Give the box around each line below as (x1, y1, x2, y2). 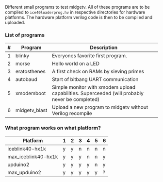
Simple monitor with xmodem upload (51, 84, 136, 91)
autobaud (15, 76, 37, 83)
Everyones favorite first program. (51, 52, 127, 59)
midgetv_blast (15, 107, 48, 114)
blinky (15, 52, 30, 59)
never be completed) (51, 96, 100, 103)
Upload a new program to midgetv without (51, 104, 148, 111)
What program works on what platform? (5, 125, 101, 132)
